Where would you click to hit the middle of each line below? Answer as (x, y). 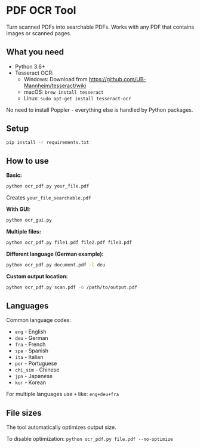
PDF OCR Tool (41, 10)
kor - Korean (30, 382)
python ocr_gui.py (29, 220)
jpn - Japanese (34, 376)
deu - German (32, 338)
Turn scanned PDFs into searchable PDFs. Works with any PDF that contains (100, 27)
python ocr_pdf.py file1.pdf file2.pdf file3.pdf (69, 243)
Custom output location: (37, 276)
